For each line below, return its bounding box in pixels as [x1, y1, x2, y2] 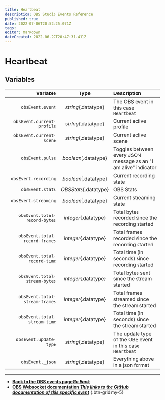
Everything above [113, 355, 154, 362]
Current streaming [113, 194, 156, 201]
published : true [5, 16, 38, 21]
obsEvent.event [21, 104, 56, 110]
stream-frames [23, 299, 56, 304]
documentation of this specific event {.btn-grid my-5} [12, 389, 124, 395]
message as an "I [113, 158, 153, 165]
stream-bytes [26, 278, 56, 284]
